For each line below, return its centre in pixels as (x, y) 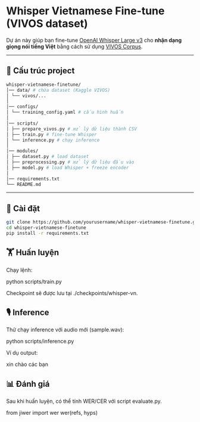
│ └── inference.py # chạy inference (53, 140)
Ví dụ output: (22, 353)
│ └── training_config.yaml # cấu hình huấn (65, 112)
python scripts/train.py (34, 281)
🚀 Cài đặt (23, 208)
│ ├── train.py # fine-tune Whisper (51, 134)
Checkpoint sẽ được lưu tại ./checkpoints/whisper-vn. (72, 293)
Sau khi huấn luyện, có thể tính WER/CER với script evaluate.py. (84, 401)
